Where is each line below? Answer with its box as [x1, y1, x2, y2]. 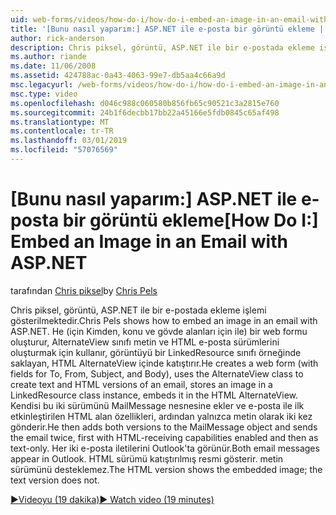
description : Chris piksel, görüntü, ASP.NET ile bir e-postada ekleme [10, 42, 315, 53]
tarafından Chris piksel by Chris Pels [10, 284, 158, 296]
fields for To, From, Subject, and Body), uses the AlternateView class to [10, 367, 304, 380]
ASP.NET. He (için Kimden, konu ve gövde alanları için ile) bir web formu [10, 325, 308, 337]
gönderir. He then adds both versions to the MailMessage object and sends [10, 421, 318, 433]
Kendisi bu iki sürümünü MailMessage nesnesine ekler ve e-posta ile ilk [10, 399, 305, 411]
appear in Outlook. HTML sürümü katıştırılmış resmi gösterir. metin [10, 452, 284, 465]
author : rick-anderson [10, 33, 105, 43]
